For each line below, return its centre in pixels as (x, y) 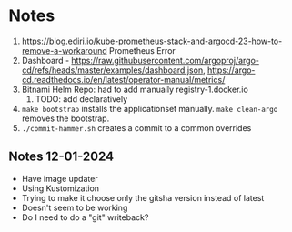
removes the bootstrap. (65, 118)
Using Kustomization (60, 188)
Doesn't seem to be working (75, 207)
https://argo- (231, 70)
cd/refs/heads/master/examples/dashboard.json (112, 70)
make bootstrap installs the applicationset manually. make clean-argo (150, 108)
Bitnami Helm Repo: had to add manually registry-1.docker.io (135, 89)
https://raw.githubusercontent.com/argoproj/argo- (166, 60)
